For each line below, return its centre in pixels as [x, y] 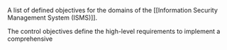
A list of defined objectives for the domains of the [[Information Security [113, 10]
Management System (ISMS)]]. [52, 18]
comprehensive [30, 39]
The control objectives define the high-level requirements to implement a [114, 31]
